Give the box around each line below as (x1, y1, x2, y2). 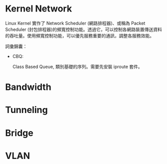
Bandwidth (5, 81, 51, 93)
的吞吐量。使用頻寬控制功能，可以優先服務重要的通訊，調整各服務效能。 (5, 32, 154, 38)
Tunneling (5, 104, 48, 115)
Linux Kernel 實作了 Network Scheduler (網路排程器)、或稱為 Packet (5, 20, 145, 26)
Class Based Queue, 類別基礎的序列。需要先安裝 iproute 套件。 (12, 63, 142, 69)
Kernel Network (5, 3, 72, 14)
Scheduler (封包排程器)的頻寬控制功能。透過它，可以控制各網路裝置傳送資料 (5, 26, 162, 32)
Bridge (5, 127, 33, 138)
